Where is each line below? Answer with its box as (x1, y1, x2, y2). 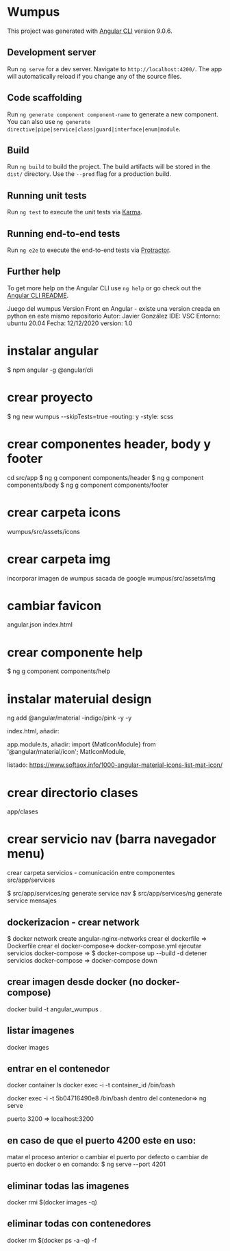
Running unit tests (7, 190, 87, 201)
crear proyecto (7, 390, 94, 405)
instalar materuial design (7, 691, 152, 707)
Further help (7, 266, 62, 277)
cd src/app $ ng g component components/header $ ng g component (7, 473, 204, 481)
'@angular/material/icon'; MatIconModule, (7, 748, 127, 756)
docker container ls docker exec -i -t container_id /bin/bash (7, 1081, 175, 1089)
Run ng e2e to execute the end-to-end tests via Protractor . (7, 246, 171, 254)
